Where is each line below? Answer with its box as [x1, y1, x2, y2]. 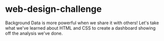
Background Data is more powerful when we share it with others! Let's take [5, 20, 159, 26]
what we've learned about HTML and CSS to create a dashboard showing [5, 25, 156, 31]
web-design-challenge [5, 3, 102, 15]
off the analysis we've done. [5, 30, 63, 36]
